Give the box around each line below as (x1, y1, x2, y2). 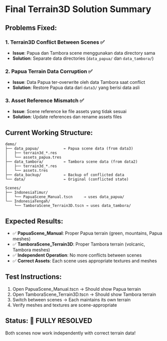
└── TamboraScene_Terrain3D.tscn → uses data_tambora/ (14, 203, 131, 208)
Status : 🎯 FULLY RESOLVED (5, 316, 93, 325)
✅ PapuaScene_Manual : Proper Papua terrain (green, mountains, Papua (12, 230, 162, 237)
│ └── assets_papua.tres (5, 155, 62, 160)
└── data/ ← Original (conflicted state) (5, 177, 129, 182)
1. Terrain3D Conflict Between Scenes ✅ (5, 39, 105, 46)
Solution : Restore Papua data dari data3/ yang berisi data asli (12, 84, 140, 91)
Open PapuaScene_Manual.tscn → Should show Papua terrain (12, 286, 141, 292)
